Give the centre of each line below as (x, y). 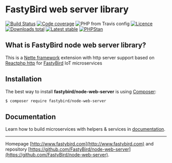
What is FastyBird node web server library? (76, 45)
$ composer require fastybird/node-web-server (56, 101)
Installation (24, 79)
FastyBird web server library (67, 9)
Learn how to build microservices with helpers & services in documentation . (85, 129)
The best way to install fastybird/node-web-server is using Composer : (81, 91)
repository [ (18, 149)
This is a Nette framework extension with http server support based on (80, 57)
